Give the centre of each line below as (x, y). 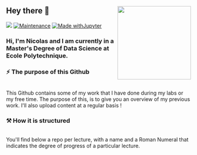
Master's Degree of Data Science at (58, 48)
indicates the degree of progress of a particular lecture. (73, 146)
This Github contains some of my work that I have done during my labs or (95, 93)
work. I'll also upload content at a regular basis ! (64, 106)
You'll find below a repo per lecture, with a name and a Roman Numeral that (97, 140)
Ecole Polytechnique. (37, 55)
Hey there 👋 (28, 11)
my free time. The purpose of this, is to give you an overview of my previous (98, 99)
